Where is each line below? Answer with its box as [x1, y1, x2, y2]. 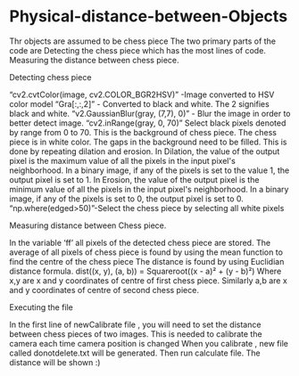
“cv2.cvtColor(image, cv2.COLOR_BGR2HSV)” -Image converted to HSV [9, 89, 275, 100]
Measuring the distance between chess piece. [9, 54, 179, 65]
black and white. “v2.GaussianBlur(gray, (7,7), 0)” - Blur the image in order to [9, 108, 291, 119]
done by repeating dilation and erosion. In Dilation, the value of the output [9, 145, 280, 157]
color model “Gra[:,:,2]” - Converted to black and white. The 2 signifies [9, 98, 270, 109]
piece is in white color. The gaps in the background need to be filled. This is [9, 136, 287, 147]
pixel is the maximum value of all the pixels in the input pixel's [9, 155, 237, 166]
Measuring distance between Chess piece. [9, 220, 167, 231]
